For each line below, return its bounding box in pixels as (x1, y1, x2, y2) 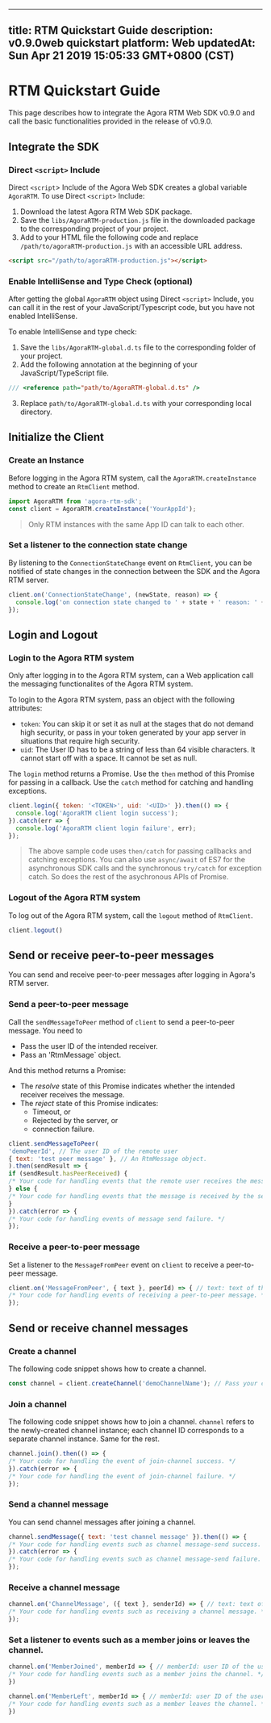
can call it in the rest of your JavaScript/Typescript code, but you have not (8, 303, 256, 312)
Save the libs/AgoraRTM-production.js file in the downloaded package (19, 216, 256, 225)
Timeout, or (31, 1107, 71, 1117)
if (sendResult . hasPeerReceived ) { (8, 1170, 128, 1178)
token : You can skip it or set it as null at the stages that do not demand (19, 719, 254, 729)
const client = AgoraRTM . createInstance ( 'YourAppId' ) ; (8, 505, 197, 513)
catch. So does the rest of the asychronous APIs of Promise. (27, 872, 229, 882)
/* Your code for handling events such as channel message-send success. (8, 1540, 262, 1549)
